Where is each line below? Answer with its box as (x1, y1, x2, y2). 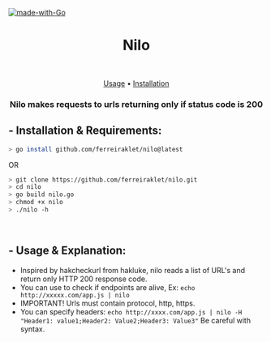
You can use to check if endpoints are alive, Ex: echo (19, 282, 196, 292)
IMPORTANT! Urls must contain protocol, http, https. (19, 298, 196, 308)
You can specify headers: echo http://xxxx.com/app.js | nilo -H (19, 306, 243, 316)
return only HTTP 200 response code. (19, 274, 148, 284)
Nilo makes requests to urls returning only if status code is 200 (9, 98, 264, 109)
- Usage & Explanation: (8, 244, 127, 258)
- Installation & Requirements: (8, 124, 162, 138)
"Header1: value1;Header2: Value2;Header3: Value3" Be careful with (19, 315, 252, 325)
